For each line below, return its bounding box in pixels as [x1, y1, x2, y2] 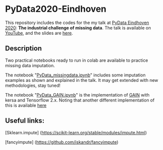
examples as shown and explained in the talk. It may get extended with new [5, 77, 159, 83]
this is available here [5, 102, 47, 108]
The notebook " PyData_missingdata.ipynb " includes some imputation [5, 72, 146, 78]
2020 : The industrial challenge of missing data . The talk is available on [5, 25, 151, 30]
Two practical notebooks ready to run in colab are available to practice [5, 57, 148, 63]
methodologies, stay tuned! [5, 82, 61, 88]
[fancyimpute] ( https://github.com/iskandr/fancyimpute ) [5, 139, 119, 145]
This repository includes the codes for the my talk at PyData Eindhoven [5, 20, 149, 25]
